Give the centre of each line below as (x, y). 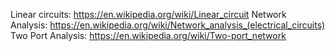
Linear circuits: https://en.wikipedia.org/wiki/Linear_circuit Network (148, 14)
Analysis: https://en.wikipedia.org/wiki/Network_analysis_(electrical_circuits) (168, 25)
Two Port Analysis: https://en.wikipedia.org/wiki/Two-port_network (148, 35)
